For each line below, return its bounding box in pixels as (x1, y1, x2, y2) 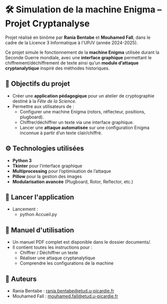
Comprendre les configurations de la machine (19, 260, 114, 266)
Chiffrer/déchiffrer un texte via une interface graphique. (19, 119, 134, 125)
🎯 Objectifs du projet (5, 80, 71, 88)
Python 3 (12, 157, 32, 163)
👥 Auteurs (5, 275, 37, 283)
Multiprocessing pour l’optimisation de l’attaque (12, 168, 111, 174)
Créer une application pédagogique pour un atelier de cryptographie (12, 93, 155, 99)
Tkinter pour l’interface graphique (12, 163, 83, 169)
